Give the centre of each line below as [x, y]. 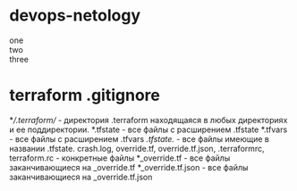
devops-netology [75, 16]
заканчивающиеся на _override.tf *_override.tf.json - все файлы [129, 167]
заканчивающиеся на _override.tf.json [81, 177]
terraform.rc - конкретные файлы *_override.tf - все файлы [120, 158]
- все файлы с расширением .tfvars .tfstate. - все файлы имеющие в [140, 138]
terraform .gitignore [85, 95]
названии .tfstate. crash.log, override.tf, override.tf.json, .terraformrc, [137, 148]
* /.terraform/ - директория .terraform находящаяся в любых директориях [148, 120]
